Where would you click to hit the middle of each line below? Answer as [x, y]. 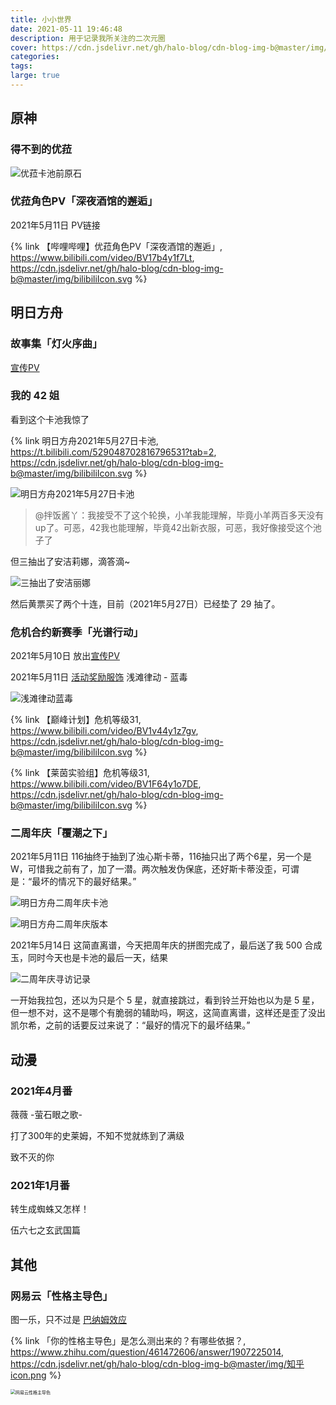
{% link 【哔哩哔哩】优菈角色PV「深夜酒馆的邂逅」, [116, 246]
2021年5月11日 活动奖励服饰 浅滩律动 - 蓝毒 [99, 677]
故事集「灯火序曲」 [56, 344]
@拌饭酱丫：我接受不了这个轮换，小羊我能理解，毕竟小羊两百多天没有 [179, 515]
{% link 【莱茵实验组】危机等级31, [80, 773]
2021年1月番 [40, 1186]
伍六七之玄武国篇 [45, 1230]
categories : [35, 57]
